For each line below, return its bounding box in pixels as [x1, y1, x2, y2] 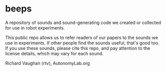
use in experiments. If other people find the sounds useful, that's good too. [5, 39, 159, 45]
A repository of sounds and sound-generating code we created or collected [5, 19, 161, 25]
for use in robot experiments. [5, 24, 65, 30]
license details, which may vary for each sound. [5, 50, 103, 56]
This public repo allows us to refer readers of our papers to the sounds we [5, 34, 158, 40]
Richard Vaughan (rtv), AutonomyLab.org [5, 60, 90, 66]
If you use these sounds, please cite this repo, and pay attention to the [5, 45, 150, 51]
